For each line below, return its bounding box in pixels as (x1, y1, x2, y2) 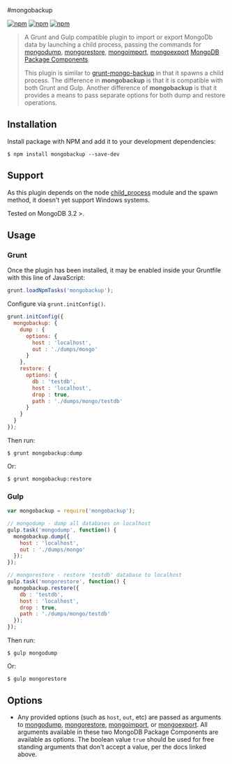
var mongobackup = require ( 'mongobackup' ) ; (7, 508, 136, 515)
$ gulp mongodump (7, 649, 58, 657)
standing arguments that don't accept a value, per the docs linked (17, 742, 207, 751)
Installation (7, 119, 57, 131)
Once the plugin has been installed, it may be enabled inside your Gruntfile (7, 266, 222, 274)
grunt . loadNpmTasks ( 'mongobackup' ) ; (7, 287, 114, 294)
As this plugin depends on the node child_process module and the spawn (7, 188, 218, 196)
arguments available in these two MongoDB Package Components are (17, 728, 219, 736)
